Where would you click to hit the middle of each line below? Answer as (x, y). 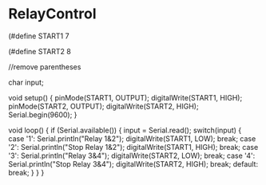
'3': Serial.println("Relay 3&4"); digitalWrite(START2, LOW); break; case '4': (132, 155)
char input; (26, 82)
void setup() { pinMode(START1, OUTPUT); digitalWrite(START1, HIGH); (125, 97)
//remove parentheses (45, 67)
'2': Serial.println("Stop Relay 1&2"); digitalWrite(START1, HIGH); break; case (133, 147)
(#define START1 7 (39, 36)
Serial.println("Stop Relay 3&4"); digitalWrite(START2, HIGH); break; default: (133, 163)
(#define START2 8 (40, 51)
